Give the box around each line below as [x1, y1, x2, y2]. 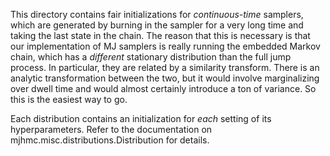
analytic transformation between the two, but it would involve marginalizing [10, 72, 320, 84]
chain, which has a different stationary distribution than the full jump [10, 51, 292, 63]
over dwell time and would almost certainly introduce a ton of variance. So [10, 83, 317, 94]
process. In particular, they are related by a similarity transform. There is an [10, 62, 320, 73]
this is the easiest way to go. [10, 94, 128, 105]
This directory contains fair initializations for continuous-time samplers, [10, 9, 304, 20]
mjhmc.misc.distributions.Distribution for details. [10, 134, 210, 146]
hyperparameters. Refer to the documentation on [10, 124, 213, 135]
